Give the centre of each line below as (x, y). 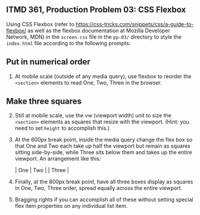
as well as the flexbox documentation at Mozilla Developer (99, 30)
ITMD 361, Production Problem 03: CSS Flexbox (96, 10)
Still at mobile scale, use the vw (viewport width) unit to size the (93, 116)
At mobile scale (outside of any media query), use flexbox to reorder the (103, 76)
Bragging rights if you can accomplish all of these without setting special (104, 200)
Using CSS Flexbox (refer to (40, 24)
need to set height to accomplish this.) (62, 128)
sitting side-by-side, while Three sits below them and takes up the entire (103, 152)
